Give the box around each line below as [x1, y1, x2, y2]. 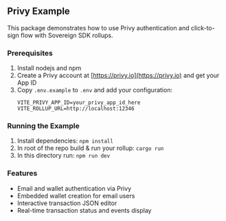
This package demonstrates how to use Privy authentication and [7, 23, 190, 32]
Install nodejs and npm [16, 64, 82, 72]
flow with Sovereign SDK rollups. [20, 31, 113, 39]
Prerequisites [7, 48, 53, 58]
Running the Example [7, 121, 80, 131]
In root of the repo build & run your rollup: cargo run [16, 144, 164, 152]
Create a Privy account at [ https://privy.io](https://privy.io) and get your [16, 72, 220, 80]
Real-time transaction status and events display [16, 206, 152, 214]
